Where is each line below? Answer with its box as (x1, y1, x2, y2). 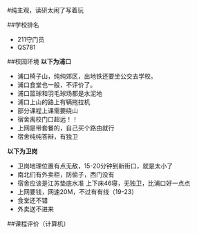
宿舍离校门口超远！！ (17, 115, 78, 123)
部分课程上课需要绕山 (17, 106, 78, 115)
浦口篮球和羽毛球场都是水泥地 (17, 89, 102, 97)
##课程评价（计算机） (7, 220, 70, 228)
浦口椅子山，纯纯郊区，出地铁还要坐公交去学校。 (17, 72, 157, 80)
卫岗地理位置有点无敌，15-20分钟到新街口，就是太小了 (17, 162, 173, 170)
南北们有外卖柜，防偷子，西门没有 (17, 170, 115, 178)
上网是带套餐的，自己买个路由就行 (17, 124, 115, 132)
